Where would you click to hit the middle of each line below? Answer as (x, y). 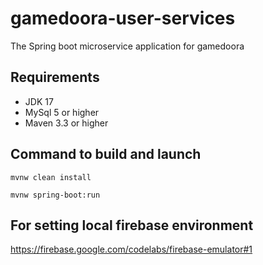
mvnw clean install (51, 177)
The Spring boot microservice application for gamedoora (127, 46)
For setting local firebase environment (132, 225)
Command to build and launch (106, 154)
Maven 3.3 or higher (66, 123)
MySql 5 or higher (62, 112)
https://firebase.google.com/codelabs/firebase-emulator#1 (131, 249)
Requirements (55, 77)
